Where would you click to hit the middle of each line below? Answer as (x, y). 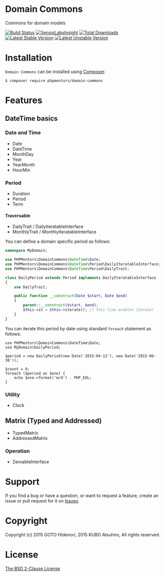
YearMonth (24, 164)
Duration (21, 194)
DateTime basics (31, 118)
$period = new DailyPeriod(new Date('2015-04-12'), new (64, 356)
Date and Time (23, 133)
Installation (29, 58)
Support (22, 482)
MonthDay (23, 154)
